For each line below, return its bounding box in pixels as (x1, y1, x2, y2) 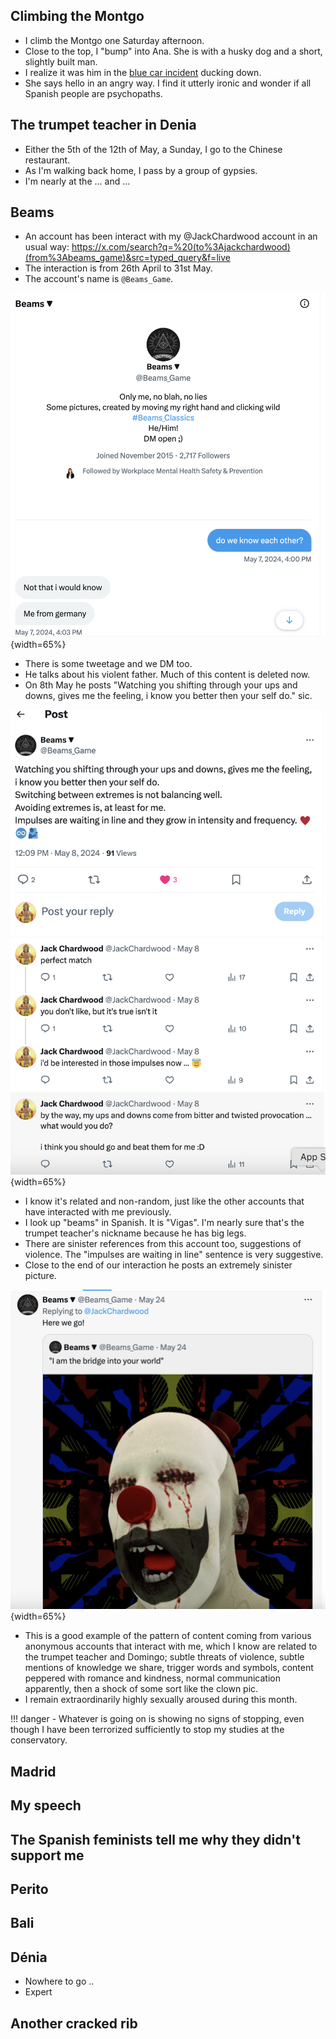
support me (10, 1847, 85, 1864)
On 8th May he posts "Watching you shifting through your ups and (24, 679, 298, 691)
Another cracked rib (10, 2015, 138, 2032)
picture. (24, 1270, 57, 1282)
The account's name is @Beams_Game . (24, 273, 174, 285)
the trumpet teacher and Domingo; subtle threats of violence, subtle (24, 1651, 305, 1663)
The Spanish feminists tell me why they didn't (10, 1831, 301, 1848)
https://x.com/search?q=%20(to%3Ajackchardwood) (71, 241, 291, 253)
